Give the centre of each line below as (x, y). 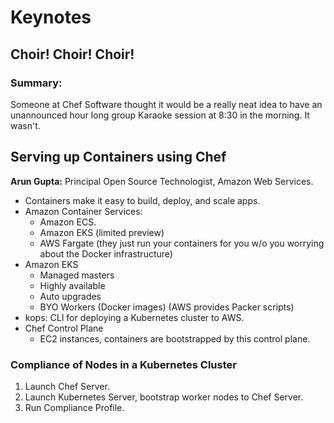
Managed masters (77, 275)
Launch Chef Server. (67, 386)
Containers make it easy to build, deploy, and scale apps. (142, 200)
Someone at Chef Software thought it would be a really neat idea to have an (166, 104)
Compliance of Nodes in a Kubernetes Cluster (123, 364)
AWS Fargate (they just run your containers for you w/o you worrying (182, 243)
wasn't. (25, 125)
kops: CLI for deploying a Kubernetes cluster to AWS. (134, 317)
